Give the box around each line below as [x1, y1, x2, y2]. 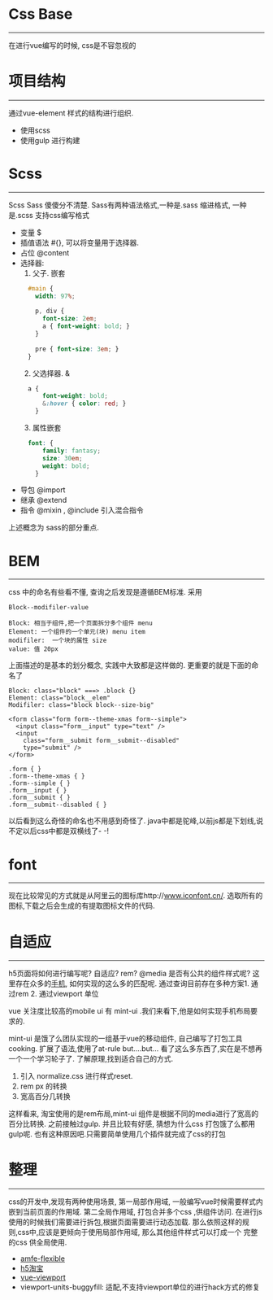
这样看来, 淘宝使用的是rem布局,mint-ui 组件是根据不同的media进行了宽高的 [8, 1109, 258, 1119]
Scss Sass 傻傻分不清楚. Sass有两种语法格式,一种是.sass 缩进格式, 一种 [8, 200, 247, 210]
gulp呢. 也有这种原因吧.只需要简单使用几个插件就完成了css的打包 [8, 1129, 226, 1139]
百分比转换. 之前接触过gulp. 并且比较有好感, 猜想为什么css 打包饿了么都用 [8, 1119, 256, 1129]
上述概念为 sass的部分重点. [8, 522, 100, 533]
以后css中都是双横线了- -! [22, 827, 110, 836]
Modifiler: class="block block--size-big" [8, 701, 154, 709]
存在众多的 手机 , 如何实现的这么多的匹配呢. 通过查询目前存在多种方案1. [15, 979, 249, 988]
